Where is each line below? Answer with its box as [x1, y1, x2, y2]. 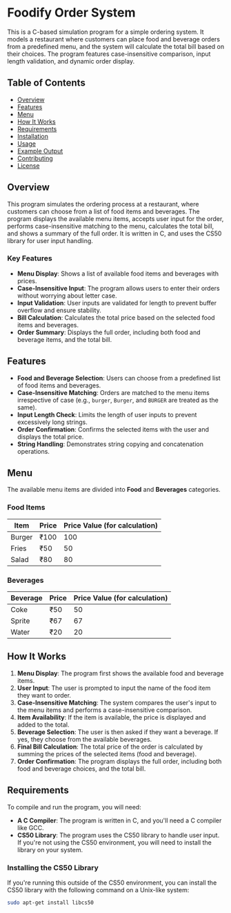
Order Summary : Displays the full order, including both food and [17, 328, 201, 336]
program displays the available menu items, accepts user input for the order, [7, 214, 224, 222]
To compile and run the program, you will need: [7, 803, 141, 811]
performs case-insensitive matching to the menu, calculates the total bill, [7, 222, 214, 230]
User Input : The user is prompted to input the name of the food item [17, 684, 211, 692]
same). [17, 403, 37, 412]
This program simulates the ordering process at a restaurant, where [7, 200, 199, 208]
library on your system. [17, 845, 83, 854]
